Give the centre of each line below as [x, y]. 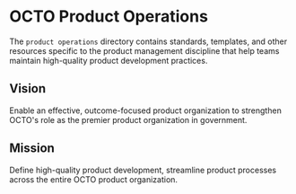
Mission [32, 149]
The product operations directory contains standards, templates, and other [148, 41]
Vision [28, 88]
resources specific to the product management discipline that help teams [144, 50]
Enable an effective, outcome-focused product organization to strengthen [146, 110]
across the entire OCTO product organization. [93, 179]
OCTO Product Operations [109, 17]
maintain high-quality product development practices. [109, 60]
